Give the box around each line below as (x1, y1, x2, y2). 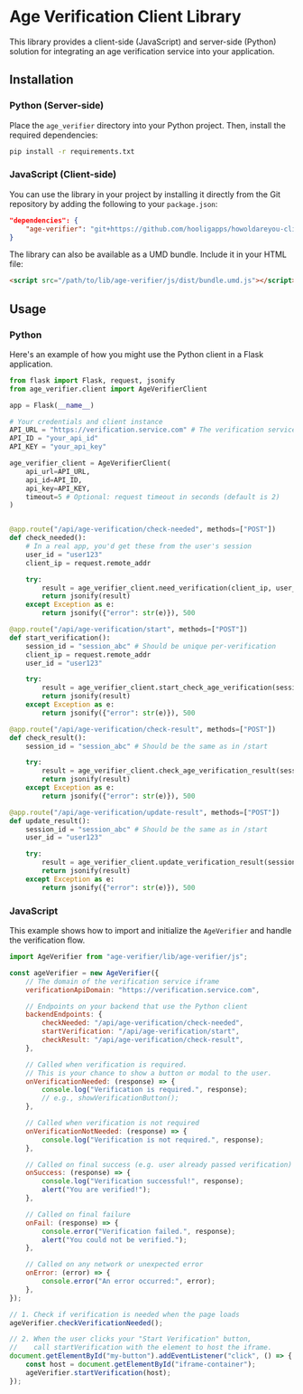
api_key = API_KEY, (25, 484, 91, 493)
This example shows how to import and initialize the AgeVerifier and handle (9, 925, 292, 936)
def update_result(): (9, 816, 91, 825)
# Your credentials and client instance (9, 417, 164, 426)
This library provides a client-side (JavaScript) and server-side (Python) (9, 36, 277, 47)
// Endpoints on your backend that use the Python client (25, 1001, 248, 1010)
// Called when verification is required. (25, 1060, 188, 1069)
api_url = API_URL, (25, 467, 91, 476)
